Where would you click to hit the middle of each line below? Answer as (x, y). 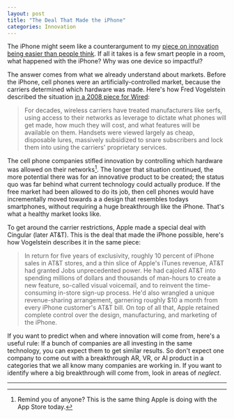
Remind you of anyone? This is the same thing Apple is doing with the (117, 400)
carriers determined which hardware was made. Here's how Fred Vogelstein (117, 90)
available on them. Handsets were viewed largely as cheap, (109, 132)
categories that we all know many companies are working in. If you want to (115, 366)
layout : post (26, 14)
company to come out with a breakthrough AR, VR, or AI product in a (106, 358)
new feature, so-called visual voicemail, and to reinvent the (109, 286)
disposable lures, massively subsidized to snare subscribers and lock (124, 140)
